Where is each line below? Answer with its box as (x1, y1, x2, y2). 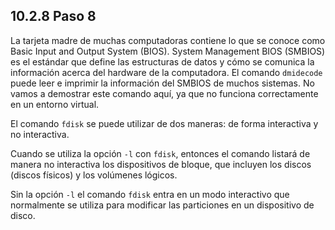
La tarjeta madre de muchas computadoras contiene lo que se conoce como (10, 34, 326, 46)
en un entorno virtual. (10, 98, 100, 110)
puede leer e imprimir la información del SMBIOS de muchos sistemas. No (10, 77, 315, 89)
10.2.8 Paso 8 (10, 8, 97, 25)
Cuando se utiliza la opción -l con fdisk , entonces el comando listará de (10, 147, 311, 159)
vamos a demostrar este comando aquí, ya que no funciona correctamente (10, 87, 319, 99)
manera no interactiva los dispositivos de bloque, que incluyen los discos (10, 158, 312, 170)
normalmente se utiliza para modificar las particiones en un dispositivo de (10, 199, 315, 211)
